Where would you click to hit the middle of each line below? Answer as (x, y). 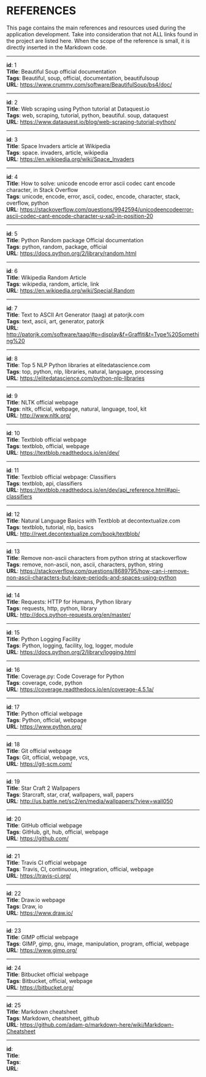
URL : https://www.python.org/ (44, 727)
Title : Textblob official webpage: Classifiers (61, 476)
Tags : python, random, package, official (57, 247)
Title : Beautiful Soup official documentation (61, 71)
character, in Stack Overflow (42, 190)
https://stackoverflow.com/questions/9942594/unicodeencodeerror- (107, 209)
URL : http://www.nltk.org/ (39, 415)
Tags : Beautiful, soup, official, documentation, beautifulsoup (83, 78)
